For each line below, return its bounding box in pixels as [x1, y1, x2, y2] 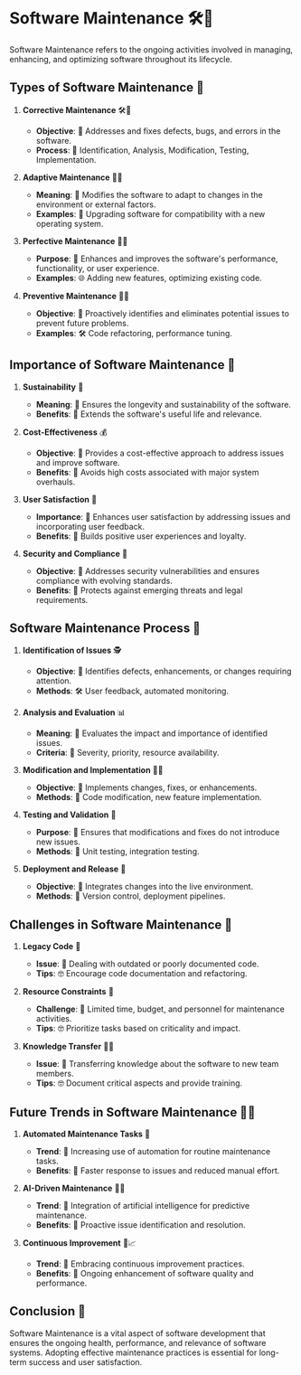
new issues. [35, 836, 81, 847]
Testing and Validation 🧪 [22, 809, 117, 820]
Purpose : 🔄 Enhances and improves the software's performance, [35, 253, 278, 264]
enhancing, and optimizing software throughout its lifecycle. [9, 53, 233, 64]
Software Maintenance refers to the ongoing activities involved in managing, [9, 43, 294, 55]
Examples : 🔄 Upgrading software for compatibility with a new [35, 208, 266, 219]
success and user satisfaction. [28, 1356, 143, 1367]
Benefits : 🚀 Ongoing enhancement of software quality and [35, 1268, 255, 1278]
